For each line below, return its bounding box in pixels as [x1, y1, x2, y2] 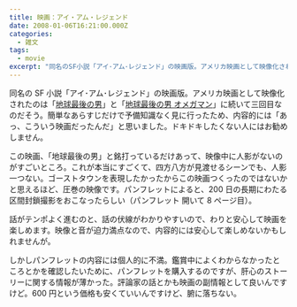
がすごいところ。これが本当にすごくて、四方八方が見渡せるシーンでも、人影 [9, 161, 287, 173]
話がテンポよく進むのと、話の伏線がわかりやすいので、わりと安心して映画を [9, 213, 287, 224]
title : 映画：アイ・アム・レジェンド [9, 12, 129, 22]
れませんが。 [9, 235, 56, 246]
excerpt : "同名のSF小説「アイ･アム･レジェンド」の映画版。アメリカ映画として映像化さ [9, 63, 286, 72]
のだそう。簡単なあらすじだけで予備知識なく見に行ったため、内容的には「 [9, 110, 280, 120]
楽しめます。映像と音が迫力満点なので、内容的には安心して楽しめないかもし [9, 225, 287, 235]
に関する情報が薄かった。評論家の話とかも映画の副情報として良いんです [24, 276, 287, 288]
